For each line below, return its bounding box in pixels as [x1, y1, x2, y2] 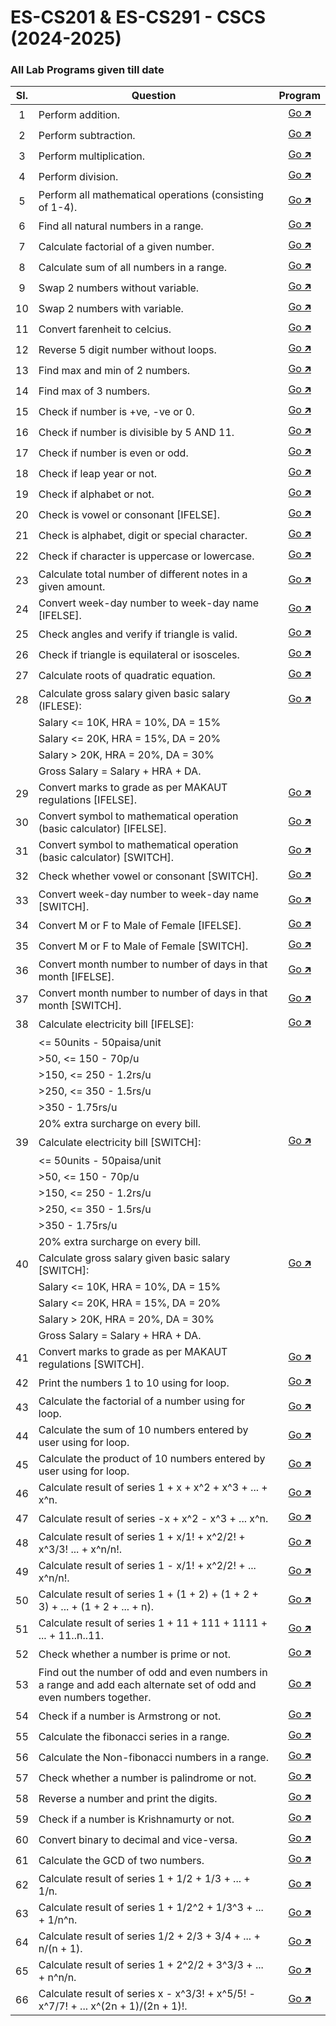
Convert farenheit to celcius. [38, 322, 172, 336]
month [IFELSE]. [38, 970, 115, 984]
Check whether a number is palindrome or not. [38, 1771, 257, 1785]
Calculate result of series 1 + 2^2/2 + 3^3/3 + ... [38, 1958, 264, 1972]
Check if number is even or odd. [38, 446, 189, 460]
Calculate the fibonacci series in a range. [38, 1729, 230, 1743]
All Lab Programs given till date [10, 63, 165, 77]
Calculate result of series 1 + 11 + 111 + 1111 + [38, 1616, 268, 1630]
